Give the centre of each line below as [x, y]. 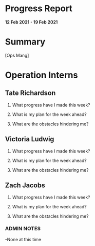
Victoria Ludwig [30, 139]
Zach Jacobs [25, 186]
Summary [25, 42]
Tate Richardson [30, 93]
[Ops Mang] [17, 55]
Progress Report [39, 9]
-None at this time [23, 239]
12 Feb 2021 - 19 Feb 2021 [31, 22]
